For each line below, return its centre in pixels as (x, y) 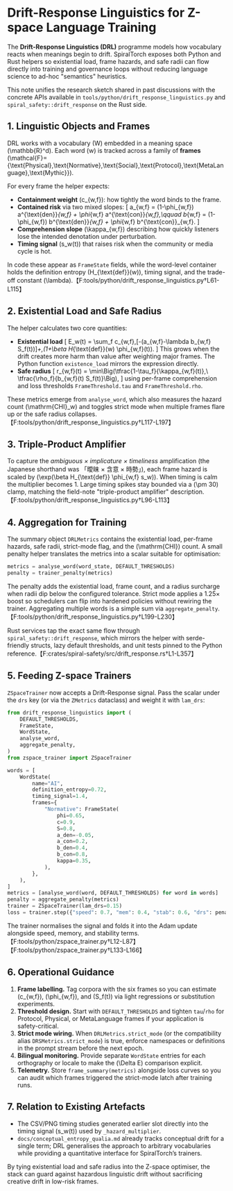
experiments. (36, 1003)
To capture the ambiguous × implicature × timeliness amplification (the (109, 461)
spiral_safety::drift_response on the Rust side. (77, 104)
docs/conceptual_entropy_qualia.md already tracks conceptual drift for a (120, 1138)
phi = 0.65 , (71, 815)
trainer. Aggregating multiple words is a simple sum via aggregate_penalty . (114, 608)
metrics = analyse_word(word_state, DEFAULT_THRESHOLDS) (91, 567)
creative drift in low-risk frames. (53, 1181)
